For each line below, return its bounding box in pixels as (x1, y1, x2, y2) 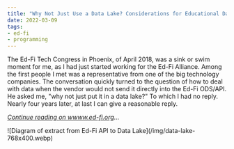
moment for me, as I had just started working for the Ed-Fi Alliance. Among (7, 63, 222, 71)
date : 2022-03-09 (7, 17, 58, 24)
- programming (7, 36, 49, 43)
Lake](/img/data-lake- (132, 127, 196, 135)
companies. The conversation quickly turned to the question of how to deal (7, 77, 223, 86)
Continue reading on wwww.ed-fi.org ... (7, 113, 120, 122)
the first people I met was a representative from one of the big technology (7, 70, 219, 79)
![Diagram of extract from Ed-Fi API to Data (7, 127, 131, 135)
